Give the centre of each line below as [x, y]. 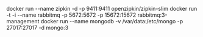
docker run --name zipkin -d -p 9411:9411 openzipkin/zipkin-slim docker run [102, 9]
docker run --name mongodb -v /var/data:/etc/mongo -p [112, 21]
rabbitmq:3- [152, 15]
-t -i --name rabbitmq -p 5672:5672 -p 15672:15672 [71, 15]
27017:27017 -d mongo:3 [37, 27]
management [23, 21]
